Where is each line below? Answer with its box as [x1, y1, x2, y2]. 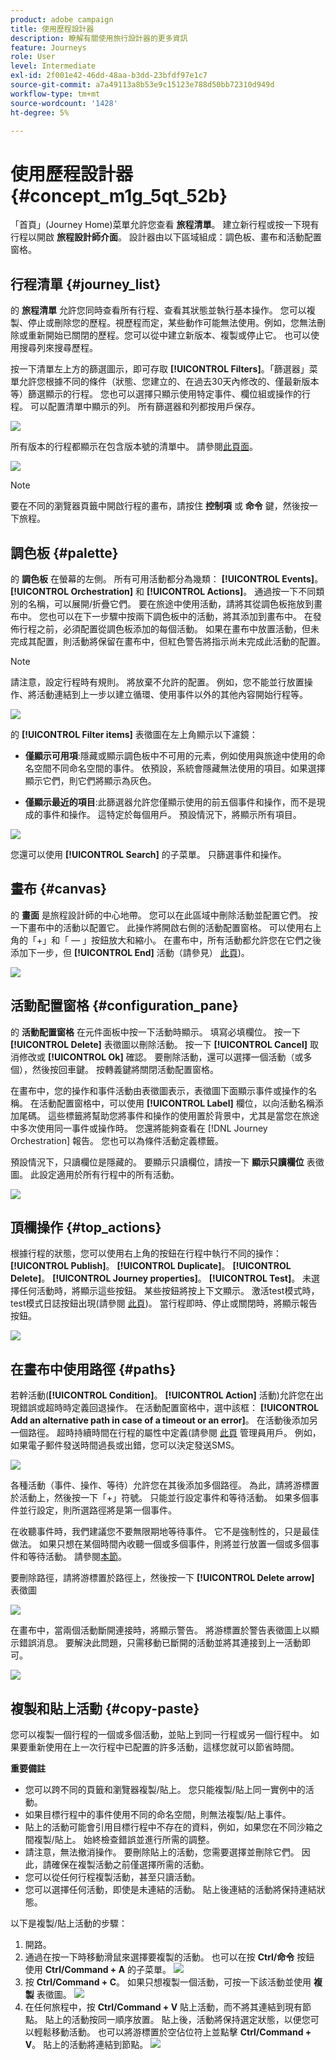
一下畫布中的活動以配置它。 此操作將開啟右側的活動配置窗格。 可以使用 [10, 921, 305, 933]
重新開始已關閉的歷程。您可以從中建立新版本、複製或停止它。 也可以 [27, 329, 311, 341]
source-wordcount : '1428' [10, 98, 118, 108]
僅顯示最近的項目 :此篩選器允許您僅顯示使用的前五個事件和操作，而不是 [24, 796, 317, 808]
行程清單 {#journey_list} [10, 276, 162, 293]
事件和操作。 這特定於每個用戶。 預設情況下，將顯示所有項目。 [42, 808, 302, 820]
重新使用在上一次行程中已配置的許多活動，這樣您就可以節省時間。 [27, 1741, 300, 1753]
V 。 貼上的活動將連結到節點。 [24, 2039, 149, 2050]
